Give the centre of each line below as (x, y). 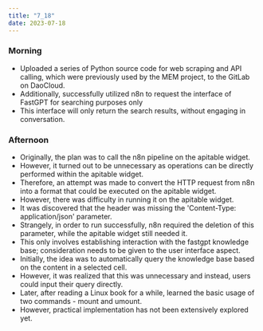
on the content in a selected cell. (73, 267)
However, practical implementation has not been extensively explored (134, 310)
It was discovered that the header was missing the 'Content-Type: (128, 208)
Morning (25, 51)
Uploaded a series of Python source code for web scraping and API (131, 68)
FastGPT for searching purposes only (81, 102)
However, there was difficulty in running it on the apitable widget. (127, 199)
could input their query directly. (71, 285)
